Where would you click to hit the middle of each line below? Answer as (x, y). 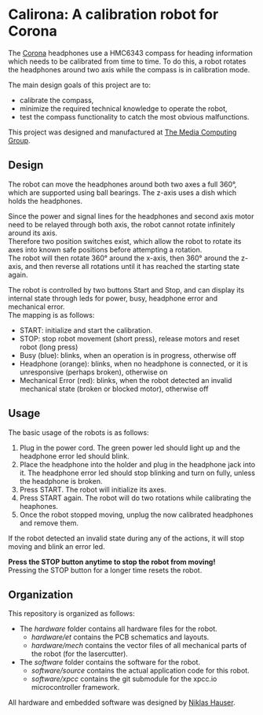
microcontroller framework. (75, 687)
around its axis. (33, 233)
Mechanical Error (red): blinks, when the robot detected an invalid (126, 380)
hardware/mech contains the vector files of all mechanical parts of (139, 646)
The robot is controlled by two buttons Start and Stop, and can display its (126, 289)
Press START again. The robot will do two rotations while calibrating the (135, 498)
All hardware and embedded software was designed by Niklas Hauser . (122, 702)
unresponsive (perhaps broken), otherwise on (93, 372)
